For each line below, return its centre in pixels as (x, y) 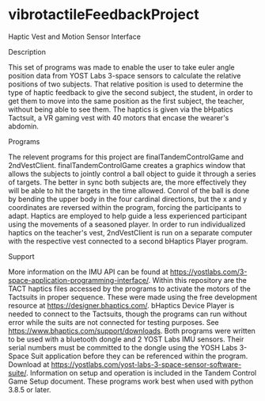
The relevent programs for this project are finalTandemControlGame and (126, 157)
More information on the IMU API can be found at (88, 272)
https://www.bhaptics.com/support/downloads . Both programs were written (132, 330)
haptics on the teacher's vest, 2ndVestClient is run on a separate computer (131, 232)
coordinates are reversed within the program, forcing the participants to (125, 207)
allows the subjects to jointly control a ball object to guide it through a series (132, 174)
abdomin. (24, 126)
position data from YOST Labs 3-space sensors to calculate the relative (125, 75)
